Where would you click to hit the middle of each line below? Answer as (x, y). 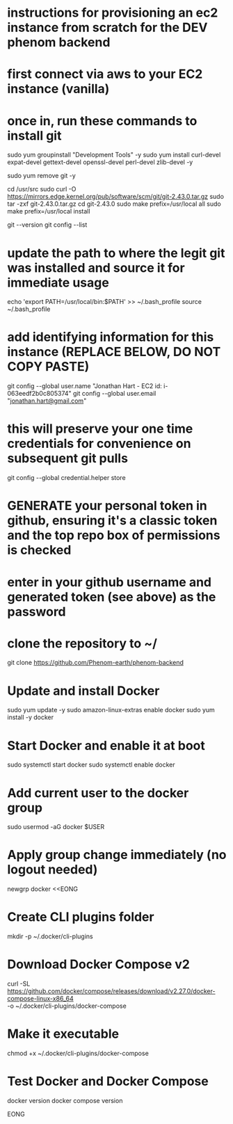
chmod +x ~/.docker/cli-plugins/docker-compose (78, 1053)
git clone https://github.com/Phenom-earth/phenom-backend (96, 663)
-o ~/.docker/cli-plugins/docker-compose (67, 1006)
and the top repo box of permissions (114, 535)
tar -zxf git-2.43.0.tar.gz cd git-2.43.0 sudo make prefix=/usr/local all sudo (114, 204)
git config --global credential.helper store (67, 478)
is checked (39, 550)
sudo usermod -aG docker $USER (56, 827)
